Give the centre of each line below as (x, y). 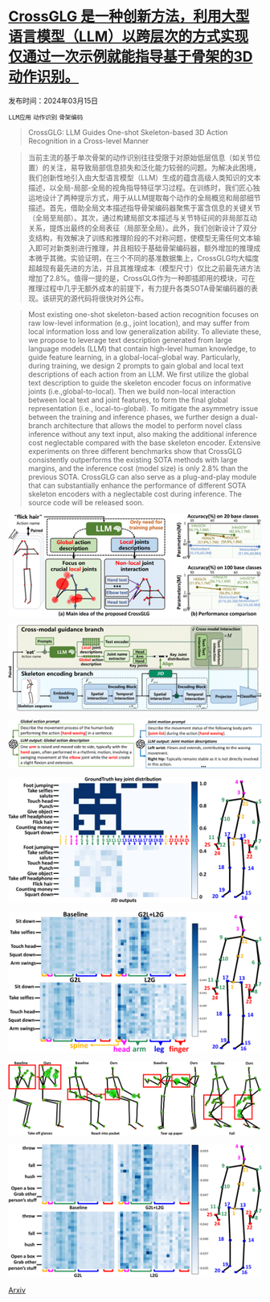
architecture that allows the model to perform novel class (148, 425)
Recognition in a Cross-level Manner (88, 141)
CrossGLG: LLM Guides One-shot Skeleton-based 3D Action (128, 132)
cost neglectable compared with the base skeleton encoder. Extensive (144, 443)
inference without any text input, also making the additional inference (142, 434)
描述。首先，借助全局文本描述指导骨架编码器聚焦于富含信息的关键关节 (144, 208)
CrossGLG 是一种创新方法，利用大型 (129, 16)
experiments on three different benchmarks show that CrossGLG (135, 451)
